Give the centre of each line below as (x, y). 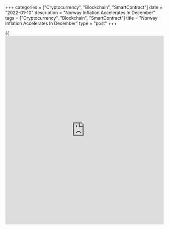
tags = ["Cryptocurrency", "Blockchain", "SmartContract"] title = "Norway (81, 18)
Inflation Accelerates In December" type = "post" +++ (61, 23)
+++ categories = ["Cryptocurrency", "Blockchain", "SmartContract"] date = (84, 7)
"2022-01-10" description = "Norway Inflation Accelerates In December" (80, 13)
